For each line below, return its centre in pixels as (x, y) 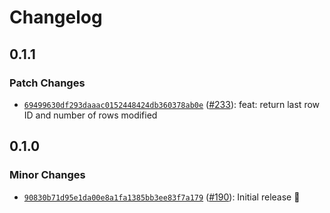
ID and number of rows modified (90, 115)
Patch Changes (47, 83)
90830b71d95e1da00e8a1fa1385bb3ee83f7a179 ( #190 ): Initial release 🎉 (162, 197)
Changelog (56, 17)
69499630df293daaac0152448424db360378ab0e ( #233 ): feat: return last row (172, 104)
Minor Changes (47, 175)
